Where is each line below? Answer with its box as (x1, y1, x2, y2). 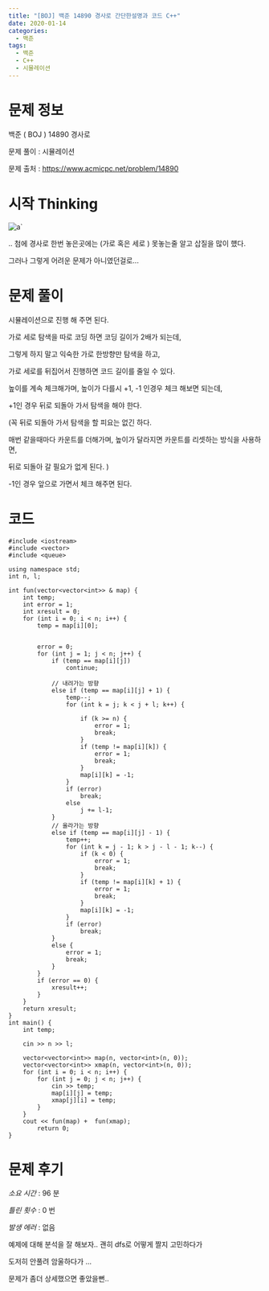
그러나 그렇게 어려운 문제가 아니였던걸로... (8, 255, 139, 265)
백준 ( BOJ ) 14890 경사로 (8, 130, 91, 139)
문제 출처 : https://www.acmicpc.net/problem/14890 (8, 163, 179, 173)
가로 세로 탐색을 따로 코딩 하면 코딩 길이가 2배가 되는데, (8, 331, 182, 342)
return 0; (37, 1124, 70, 1133)
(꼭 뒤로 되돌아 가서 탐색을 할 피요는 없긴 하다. (8, 417, 153, 427)
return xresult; (22, 1005, 78, 1013)
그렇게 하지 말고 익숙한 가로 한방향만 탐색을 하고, (8, 349, 161, 359)
